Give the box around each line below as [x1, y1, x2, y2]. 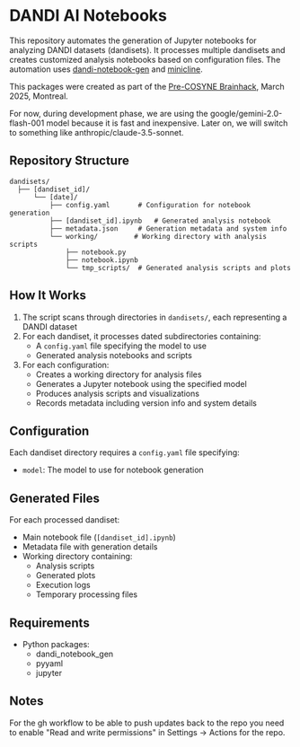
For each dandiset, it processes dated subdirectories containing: [22, 330, 261, 341]
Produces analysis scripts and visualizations [35, 388, 200, 399]
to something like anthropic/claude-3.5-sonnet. [9, 127, 184, 137]
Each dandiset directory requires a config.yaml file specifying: [9, 447, 240, 458]
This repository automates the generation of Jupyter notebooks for [9, 35, 258, 46]
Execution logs [35, 580, 92, 591]
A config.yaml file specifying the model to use [35, 340, 207, 351]
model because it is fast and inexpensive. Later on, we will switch [46, 118, 288, 128]
